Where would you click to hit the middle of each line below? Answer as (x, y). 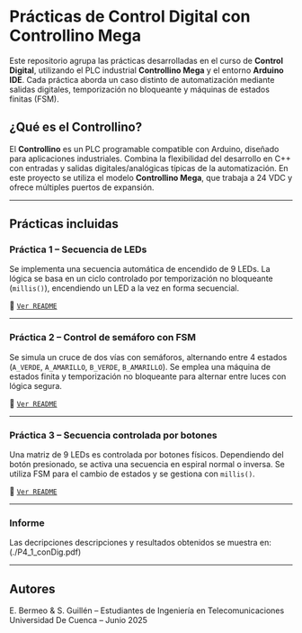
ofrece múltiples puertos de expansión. (82, 187)
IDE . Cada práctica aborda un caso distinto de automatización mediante (142, 79)
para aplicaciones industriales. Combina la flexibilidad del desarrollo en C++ (150, 158)
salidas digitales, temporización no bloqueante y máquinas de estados (139, 89)
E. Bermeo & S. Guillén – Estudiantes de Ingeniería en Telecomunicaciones (147, 610)
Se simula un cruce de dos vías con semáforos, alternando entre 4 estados (148, 357)
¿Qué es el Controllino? (75, 127)
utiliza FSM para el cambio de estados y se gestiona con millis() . (132, 474)
